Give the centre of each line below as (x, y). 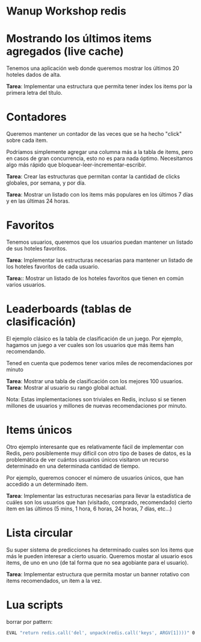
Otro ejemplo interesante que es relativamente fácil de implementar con (95, 447)
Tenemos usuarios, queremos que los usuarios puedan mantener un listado (100, 242)
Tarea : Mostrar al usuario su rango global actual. (67, 387)
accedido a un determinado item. (47, 484)
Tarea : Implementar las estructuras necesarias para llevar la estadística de (99, 495)
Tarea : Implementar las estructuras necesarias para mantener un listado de (100, 260)
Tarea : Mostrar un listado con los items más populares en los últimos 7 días (100, 195)
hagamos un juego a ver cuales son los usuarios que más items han (90, 345)
